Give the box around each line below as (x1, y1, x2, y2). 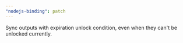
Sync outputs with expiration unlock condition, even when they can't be (5, 24, 178, 31)
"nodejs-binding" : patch (5, 8, 66, 14)
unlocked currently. (5, 30, 52, 37)
